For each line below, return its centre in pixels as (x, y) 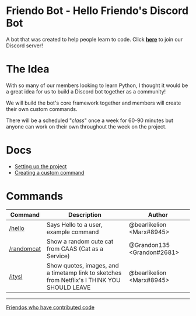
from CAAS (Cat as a (75, 248)
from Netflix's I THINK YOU (83, 280)
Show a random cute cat (80, 241)
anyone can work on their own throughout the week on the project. (86, 126)
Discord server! (24, 46)
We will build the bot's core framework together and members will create (94, 103)
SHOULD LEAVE (69, 287)
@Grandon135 (149, 245)
